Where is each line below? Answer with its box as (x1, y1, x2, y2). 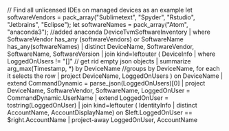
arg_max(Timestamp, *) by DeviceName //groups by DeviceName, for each (7, 65, 220, 72)
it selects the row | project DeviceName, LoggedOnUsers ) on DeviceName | (7, 72, 223, 80)
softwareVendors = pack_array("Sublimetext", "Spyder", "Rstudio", (7, 13, 195, 21)
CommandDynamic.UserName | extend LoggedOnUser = (7, 94, 169, 102)
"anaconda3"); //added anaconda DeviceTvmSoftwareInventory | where (7, 28, 211, 36)
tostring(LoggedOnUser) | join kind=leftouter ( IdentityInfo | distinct (7, 101, 197, 109)
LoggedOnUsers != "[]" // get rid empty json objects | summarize (7, 57, 191, 65)
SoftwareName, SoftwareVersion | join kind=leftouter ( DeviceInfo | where (7, 50, 216, 58)
